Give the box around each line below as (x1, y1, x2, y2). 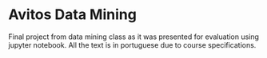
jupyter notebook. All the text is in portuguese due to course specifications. (8, 40, 257, 49)
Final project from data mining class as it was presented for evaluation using (8, 32, 260, 41)
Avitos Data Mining (8, 6, 137, 24)
